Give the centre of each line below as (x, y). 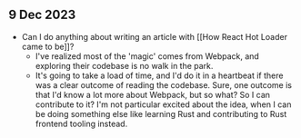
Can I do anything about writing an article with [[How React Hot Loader (155, 36)
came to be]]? (48, 46)
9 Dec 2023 (42, 15)
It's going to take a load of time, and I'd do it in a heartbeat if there (159, 75)
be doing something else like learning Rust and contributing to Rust (161, 113)
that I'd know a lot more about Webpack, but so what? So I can (152, 94)
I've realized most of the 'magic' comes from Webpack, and (147, 56)
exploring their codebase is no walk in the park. (124, 65)
